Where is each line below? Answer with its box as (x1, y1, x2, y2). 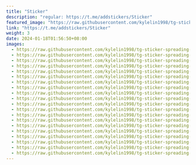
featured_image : (6, 19, 45, 25)
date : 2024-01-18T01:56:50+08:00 (6, 36, 87, 42)
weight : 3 (6, 30, 30, 36)
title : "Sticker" (6, 8, 48, 15)
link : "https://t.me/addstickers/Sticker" (6, 25, 111, 31)
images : (6, 42, 25, 47)
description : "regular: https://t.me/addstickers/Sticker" (6, 14, 153, 20)
